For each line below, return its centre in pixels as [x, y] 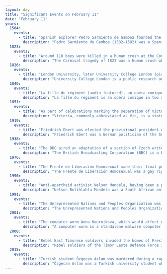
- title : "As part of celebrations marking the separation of [84, 111]
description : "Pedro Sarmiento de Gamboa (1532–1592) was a [86, 42]
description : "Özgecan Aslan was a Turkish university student [90, 264]
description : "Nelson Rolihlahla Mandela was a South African [89, 190]
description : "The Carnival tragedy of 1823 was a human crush [90, 61]
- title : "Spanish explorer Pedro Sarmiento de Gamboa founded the [90, 38]
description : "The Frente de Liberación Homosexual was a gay [89, 171]
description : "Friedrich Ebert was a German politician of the [90, 135]
